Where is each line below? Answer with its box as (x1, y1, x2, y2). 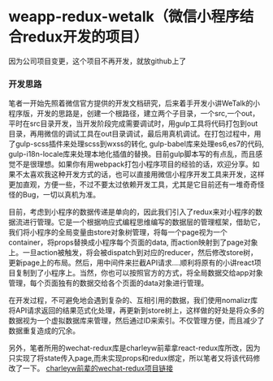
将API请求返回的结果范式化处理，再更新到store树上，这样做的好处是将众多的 (8, 305, 265, 315)
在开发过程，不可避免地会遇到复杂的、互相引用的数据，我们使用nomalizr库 (8, 296, 258, 305)
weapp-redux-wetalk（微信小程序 (8, 7, 240, 26)
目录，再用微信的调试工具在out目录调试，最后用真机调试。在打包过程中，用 (8, 129, 262, 139)
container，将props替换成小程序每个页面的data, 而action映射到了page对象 (8, 237, 258, 248)
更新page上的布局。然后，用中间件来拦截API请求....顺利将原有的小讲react (8, 258, 254, 268)
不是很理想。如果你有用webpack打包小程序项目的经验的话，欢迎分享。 (15, 159, 253, 169)
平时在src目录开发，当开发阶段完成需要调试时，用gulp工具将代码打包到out (8, 119, 258, 128)
